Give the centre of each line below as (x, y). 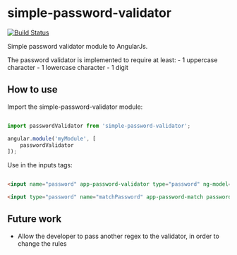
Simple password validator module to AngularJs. (78, 46)
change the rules (42, 243)
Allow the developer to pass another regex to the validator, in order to (119, 236)
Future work (35, 219)
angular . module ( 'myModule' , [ (52, 138)
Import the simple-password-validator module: (75, 107)
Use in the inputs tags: (40, 165)
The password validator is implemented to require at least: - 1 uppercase (113, 60)
